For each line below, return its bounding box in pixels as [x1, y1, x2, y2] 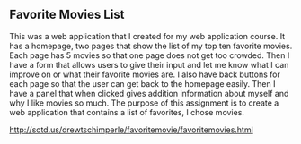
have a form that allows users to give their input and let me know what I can [9, 59, 289, 70]
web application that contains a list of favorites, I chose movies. [9, 106, 245, 117]
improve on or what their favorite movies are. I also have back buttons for [9, 69, 280, 80]
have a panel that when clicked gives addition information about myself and [9, 88, 289, 98]
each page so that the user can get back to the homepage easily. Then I [9, 78, 276, 89]
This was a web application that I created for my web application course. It [9, 30, 286, 41]
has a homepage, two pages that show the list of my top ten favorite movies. [9, 40, 293, 51]
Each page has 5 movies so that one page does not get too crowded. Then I [9, 49, 290, 61]
